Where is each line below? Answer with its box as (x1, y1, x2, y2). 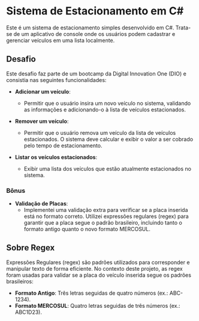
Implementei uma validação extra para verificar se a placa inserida (23, 207, 188, 214)
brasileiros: (6, 277, 34, 285)
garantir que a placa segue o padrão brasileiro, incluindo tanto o (23, 219, 183, 226)
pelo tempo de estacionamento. (23, 142, 103, 149)
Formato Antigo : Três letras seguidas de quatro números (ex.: (14, 289, 168, 296)
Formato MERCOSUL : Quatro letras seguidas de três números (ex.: (14, 302, 180, 309)
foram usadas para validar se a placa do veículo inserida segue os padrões (6, 271, 192, 278)
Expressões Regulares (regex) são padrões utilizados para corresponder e (6, 259, 190, 266)
